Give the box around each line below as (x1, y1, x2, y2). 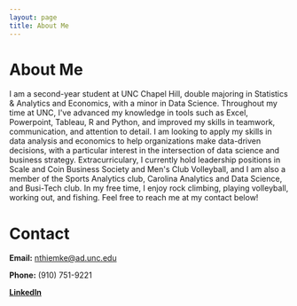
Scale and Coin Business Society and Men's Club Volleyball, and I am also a (9, 164, 286, 175)
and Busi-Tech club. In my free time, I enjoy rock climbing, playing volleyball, (9, 183, 289, 193)
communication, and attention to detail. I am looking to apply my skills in (9, 126, 272, 137)
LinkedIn (9, 287, 43, 298)
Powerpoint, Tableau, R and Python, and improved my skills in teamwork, (9, 117, 276, 128)
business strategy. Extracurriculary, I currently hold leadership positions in (9, 154, 281, 165)
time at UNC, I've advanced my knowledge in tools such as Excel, (9, 107, 248, 118)
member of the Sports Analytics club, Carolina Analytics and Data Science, (9, 174, 283, 184)
